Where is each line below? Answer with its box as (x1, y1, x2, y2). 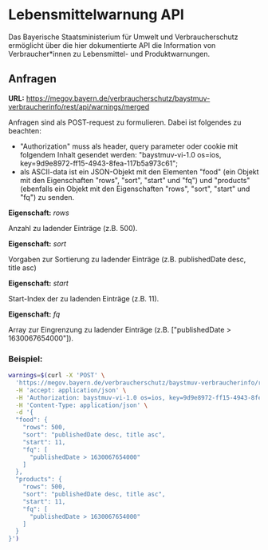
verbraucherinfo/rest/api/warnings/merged (8, 102, 150, 111)
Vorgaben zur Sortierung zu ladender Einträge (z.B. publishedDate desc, (8, 254, 246, 264)
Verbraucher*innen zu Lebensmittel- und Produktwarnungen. (8, 49, 211, 58)
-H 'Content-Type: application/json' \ (15, 401, 148, 409)
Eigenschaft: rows (8, 208, 69, 217)
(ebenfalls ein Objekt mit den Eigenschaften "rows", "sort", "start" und (19, 184, 250, 193)
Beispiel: (8, 353, 43, 365)
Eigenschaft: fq (8, 309, 61, 319)
